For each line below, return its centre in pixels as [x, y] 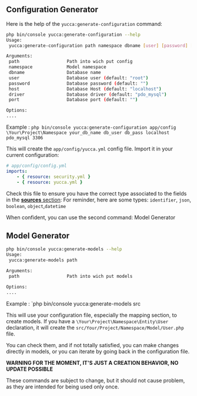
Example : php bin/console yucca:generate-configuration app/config [91, 127]
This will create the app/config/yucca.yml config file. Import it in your [90, 149]
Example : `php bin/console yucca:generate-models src [74, 303]
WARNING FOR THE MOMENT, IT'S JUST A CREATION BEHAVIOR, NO [92, 363]
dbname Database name [55, 73]
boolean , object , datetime [36, 206]
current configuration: [33, 155]
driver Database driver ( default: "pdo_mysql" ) [88, 94]
